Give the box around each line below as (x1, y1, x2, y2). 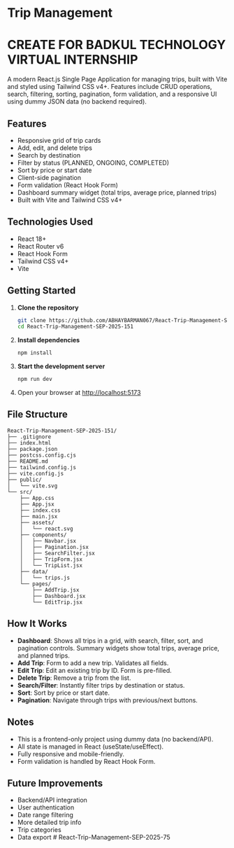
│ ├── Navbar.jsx (20, 537, 77, 544)
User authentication (17, 803, 75, 812)
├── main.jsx (20, 513, 58, 520)
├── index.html (7, 439, 52, 446)
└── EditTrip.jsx (32, 599, 82, 606)
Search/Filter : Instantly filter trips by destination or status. (17, 681, 185, 689)
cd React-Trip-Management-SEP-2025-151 (17, 324, 134, 331)
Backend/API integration (17, 796, 87, 805)
